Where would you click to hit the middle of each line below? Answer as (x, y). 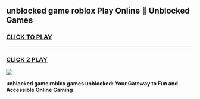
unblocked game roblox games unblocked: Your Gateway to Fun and (92, 83)
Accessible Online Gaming (40, 90)
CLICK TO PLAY (29, 37)
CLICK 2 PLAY (27, 59)
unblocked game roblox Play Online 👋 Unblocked (98, 11)
